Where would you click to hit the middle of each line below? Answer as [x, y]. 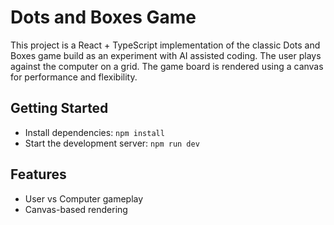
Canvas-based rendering [76, 209]
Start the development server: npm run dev [112, 143]
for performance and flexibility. [74, 77]
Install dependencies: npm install [94, 132]
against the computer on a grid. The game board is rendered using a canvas [167, 66]
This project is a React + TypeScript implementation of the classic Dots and [165, 45]
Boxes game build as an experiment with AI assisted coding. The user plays [166, 55]
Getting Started [59, 108]
